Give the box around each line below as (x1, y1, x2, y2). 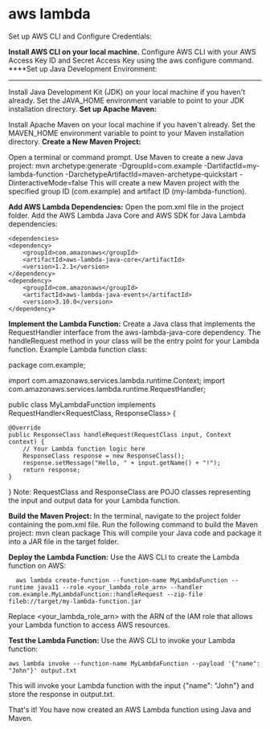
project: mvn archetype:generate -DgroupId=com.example (8, 161, 202, 170)
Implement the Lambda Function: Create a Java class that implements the (8, 319, 256, 328)
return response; (22, 466, 81, 474)
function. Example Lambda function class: (8, 344, 147, 354)
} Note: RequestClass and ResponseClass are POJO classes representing (8, 487, 251, 496)
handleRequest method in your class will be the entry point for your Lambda (8, 336, 260, 345)
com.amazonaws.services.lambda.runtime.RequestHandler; (8, 384, 207, 393)
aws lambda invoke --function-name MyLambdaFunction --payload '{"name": (8, 659, 261, 667)
